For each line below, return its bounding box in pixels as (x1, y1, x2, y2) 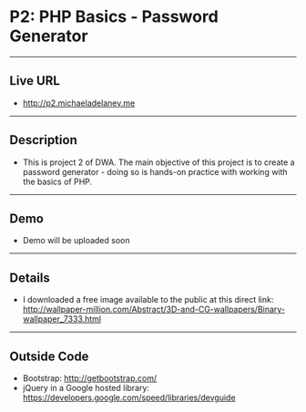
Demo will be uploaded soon (22, 235, 130, 246)
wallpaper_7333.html (22, 314, 102, 324)
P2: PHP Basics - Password (9, 6, 219, 27)
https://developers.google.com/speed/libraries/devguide (22, 392, 236, 403)
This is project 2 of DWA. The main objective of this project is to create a (22, 157, 295, 168)
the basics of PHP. (22, 176, 93, 187)
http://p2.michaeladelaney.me (22, 98, 136, 108)
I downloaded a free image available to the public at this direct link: (22, 294, 274, 305)
